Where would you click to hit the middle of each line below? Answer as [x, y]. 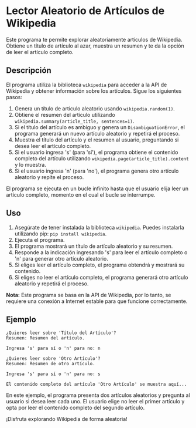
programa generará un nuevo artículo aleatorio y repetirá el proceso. [97, 133]
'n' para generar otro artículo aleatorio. [61, 258]
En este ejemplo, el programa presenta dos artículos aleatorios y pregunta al [98, 395]
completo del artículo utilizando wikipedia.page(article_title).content [102, 158]
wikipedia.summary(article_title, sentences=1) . [74, 121]
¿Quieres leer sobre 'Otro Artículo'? [53, 359]
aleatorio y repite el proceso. [49, 177]
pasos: [14, 97]
